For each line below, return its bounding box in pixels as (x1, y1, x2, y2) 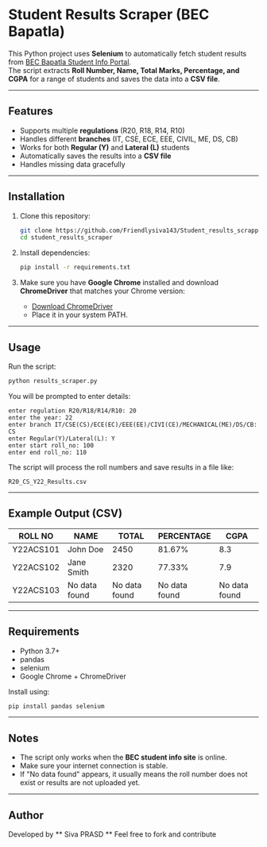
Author (8, 808, 44, 822)
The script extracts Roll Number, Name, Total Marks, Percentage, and (8, 65, 240, 75)
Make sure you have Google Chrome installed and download (19, 278, 219, 288)
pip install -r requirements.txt (19, 264, 131, 272)
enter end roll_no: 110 (8, 448, 87, 456)
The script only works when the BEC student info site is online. (19, 752, 228, 762)
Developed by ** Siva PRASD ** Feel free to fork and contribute (8, 830, 217, 839)
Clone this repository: (19, 211, 91, 220)
